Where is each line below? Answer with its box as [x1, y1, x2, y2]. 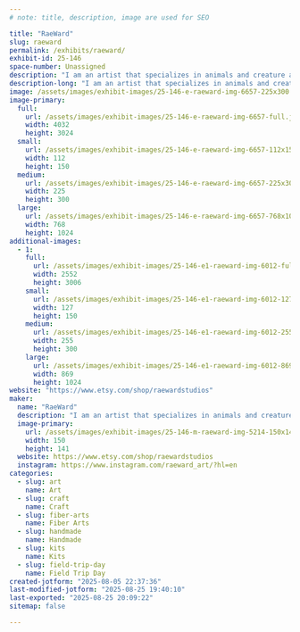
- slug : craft [17, 494, 70, 503]
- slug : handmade [17, 528, 82, 536]
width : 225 [25, 187, 66, 196]
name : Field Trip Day [25, 569, 105, 578]
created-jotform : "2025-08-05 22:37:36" [9, 577, 162, 586]
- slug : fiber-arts [17, 511, 90, 520]
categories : [9, 470, 54, 478]
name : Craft [25, 502, 70, 511]
